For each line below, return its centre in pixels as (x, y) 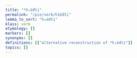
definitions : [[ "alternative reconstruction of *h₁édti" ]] (69, 43)
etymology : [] (20, 29)
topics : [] (17, 47)
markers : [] (18, 33)
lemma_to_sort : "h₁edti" (31, 19)
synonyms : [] (19, 38)
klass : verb (18, 24)
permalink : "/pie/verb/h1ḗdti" (38, 15)
